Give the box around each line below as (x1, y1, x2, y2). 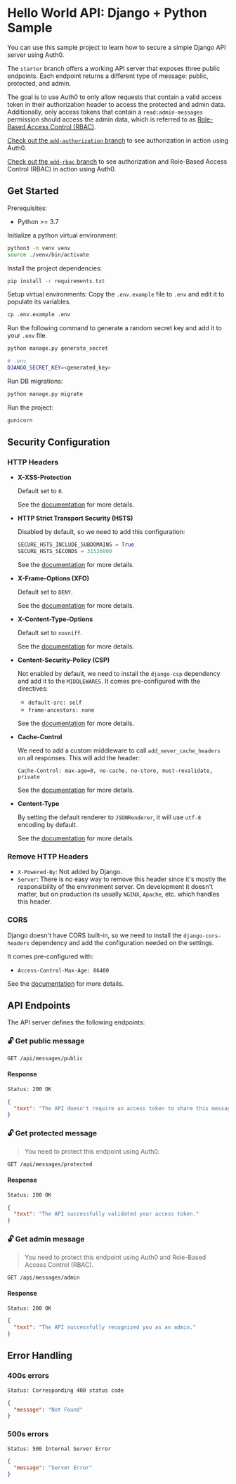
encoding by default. (17, 821, 78, 829)
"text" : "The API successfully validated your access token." (13, 1211, 199, 1218)
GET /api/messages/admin (7, 1274, 80, 1281)
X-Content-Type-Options (17, 615, 93, 623)
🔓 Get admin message (7, 1235, 85, 1244)
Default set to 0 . (17, 487, 64, 495)
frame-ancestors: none (27, 707, 95, 714)
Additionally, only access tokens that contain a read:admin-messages (7, 108, 204, 116)
